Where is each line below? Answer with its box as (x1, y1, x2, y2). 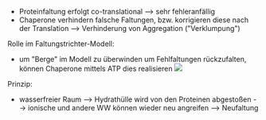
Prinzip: (7, 79, 33, 88)
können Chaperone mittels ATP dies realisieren (18, 64, 173, 73)
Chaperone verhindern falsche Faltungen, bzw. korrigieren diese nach (18, 15, 248, 25)
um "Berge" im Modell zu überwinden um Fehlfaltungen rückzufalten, (18, 55, 247, 64)
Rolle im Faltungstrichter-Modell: (7, 39, 115, 48)
